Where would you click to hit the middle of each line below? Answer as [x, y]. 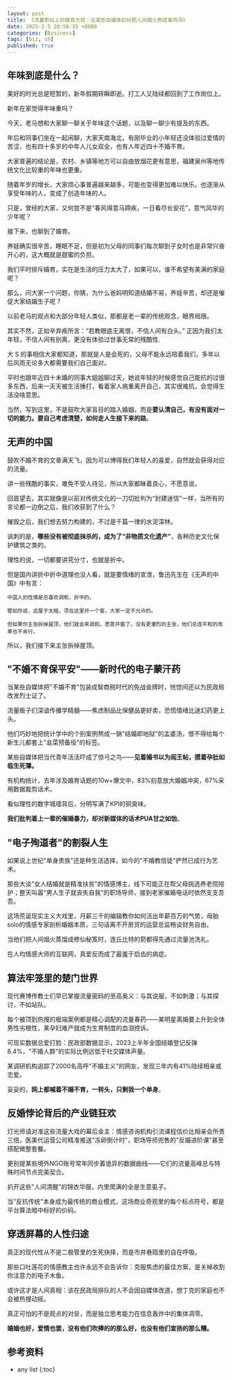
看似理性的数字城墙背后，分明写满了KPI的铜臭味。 [79, 804]
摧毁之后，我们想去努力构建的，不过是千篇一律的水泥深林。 [92, 521]
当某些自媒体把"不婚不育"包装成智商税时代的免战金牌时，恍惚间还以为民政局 [116, 687]
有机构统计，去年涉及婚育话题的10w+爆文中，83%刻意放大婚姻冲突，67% [113, 780]
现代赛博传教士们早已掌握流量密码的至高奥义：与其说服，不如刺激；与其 [110, 996]
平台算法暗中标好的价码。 [43, 1210]
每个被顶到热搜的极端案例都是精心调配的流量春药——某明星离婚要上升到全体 [116, 1019]
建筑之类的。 [31, 545]
